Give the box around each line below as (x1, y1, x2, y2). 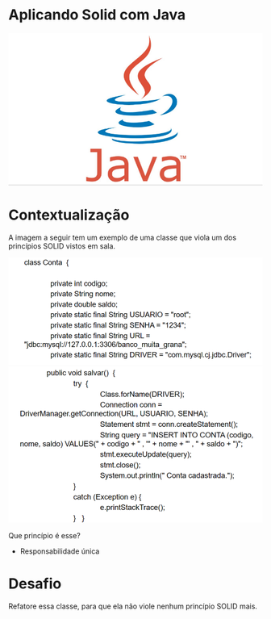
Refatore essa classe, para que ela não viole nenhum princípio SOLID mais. (8, 601, 258, 611)
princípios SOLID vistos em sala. (8, 240, 115, 251)
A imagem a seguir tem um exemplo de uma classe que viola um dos (8, 232, 236, 242)
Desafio (8, 575, 62, 593)
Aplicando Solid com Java (8, 6, 186, 24)
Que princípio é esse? (8, 531, 81, 541)
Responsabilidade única (19, 546, 100, 556)
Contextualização (8, 206, 130, 224)
